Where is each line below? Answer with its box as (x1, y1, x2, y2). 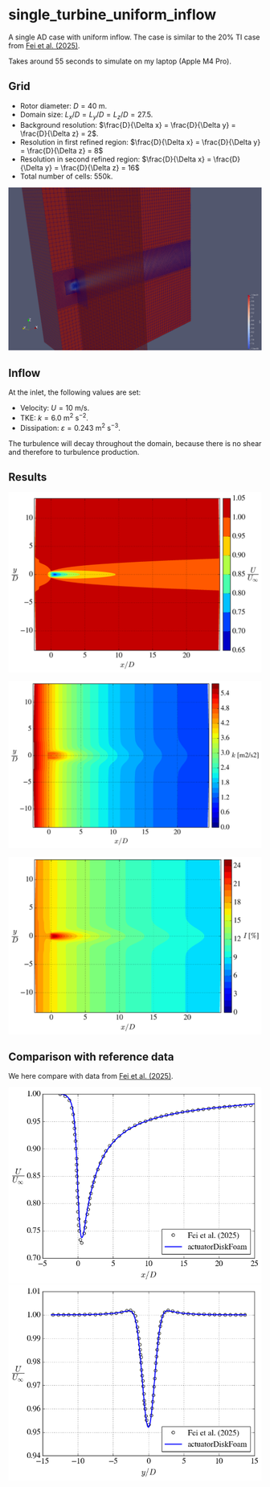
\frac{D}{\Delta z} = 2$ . (19, 129, 99, 138)
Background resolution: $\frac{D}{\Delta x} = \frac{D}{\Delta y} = (19, 120, 236, 129)
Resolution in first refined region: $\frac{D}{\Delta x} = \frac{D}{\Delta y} (19, 137, 261, 146)
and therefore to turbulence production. (8, 447, 140, 457)
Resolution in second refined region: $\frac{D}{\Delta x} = (19, 154, 212, 164)
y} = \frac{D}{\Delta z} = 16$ (45, 162, 141, 172)
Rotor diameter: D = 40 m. (19, 100, 107, 110)
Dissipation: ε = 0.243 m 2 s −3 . (19, 421, 121, 432)
